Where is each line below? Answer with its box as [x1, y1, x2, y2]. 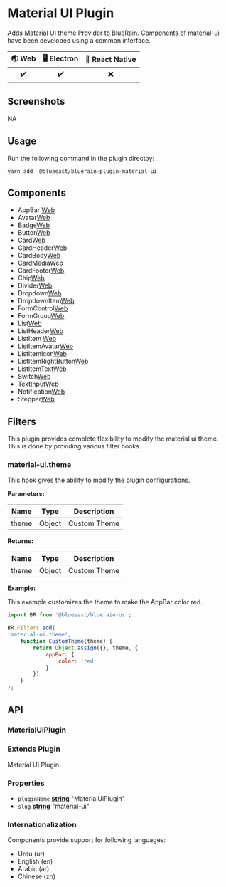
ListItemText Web [17, 364, 67, 373]
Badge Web [17, 221, 50, 229]
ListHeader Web [17, 327, 64, 335]
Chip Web [17, 274, 45, 283]
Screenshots [7, 95, 65, 107]
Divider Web [17, 281, 53, 290]
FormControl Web [17, 304, 68, 313]
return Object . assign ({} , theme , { [33, 644, 139, 651]
